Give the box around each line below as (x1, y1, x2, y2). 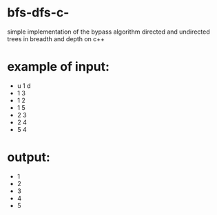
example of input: (7, 59, 110, 75)
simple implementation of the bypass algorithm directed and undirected (7, 27, 210, 36)
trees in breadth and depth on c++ (7, 34, 105, 43)
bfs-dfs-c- (7, 5, 70, 21)
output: (7, 150, 50, 166)
